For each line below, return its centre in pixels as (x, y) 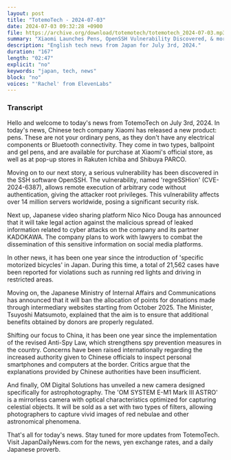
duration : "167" (30, 52)
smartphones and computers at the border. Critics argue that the (99, 364)
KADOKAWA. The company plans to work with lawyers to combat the (105, 237)
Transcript (25, 108)
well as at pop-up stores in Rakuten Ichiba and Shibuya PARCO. (97, 159)
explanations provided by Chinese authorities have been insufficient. (104, 371)
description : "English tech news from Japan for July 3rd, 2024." (104, 45)
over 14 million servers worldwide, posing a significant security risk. (103, 202)
